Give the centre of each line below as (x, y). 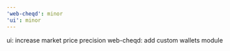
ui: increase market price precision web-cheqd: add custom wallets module (115, 40)
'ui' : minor (24, 20)
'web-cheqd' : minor (35, 14)
